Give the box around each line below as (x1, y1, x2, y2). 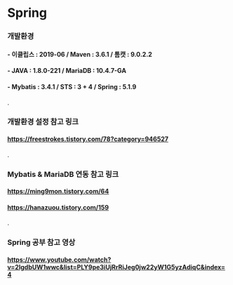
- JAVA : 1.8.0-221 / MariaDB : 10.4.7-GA (7, 67, 126, 75)
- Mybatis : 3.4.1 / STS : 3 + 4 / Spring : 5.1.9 (7, 82, 137, 91)
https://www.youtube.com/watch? (7, 255, 112, 264)
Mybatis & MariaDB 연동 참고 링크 (7, 169, 119, 179)
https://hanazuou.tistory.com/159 (7, 203, 109, 211)
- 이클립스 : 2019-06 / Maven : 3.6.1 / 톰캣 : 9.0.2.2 (7, 50, 152, 58)
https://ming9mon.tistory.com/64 (7, 187, 109, 196)
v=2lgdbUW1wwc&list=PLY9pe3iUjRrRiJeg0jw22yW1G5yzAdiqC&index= (7, 263, 226, 271)
